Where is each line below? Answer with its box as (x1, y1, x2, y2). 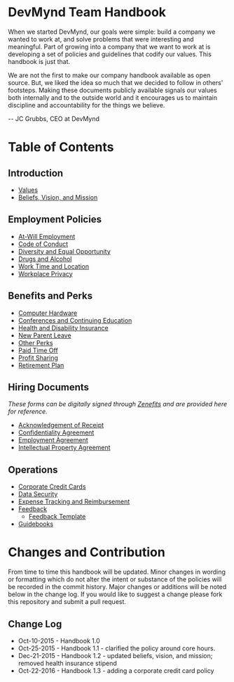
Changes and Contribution (8, 544, 165, 560)
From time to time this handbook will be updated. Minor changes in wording (8, 567, 226, 577)
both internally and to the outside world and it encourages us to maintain (8, 93, 218, 102)
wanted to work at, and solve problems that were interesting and (8, 34, 194, 43)
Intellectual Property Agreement (18, 444, 111, 452)
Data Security (18, 490, 58, 498)
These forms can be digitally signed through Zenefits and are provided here (8, 400, 228, 408)
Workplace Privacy (18, 269, 73, 278)
